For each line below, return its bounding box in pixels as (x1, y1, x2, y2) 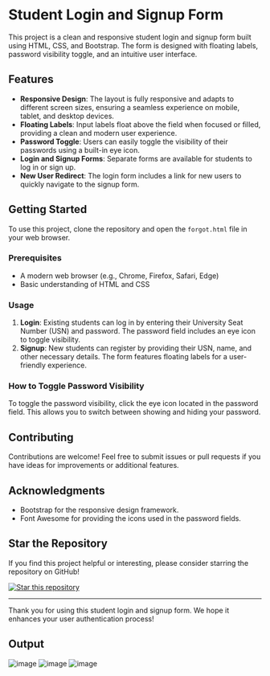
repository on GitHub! (8, 567, 80, 576)
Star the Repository (8, 537, 108, 551)
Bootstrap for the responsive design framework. (19, 505, 179, 515)
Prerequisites (8, 252, 62, 264)
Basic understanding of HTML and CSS (19, 279, 150, 289)
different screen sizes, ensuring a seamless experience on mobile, (19, 102, 240, 112)
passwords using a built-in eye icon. (19, 145, 141, 154)
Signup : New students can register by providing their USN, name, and (19, 343, 252, 353)
